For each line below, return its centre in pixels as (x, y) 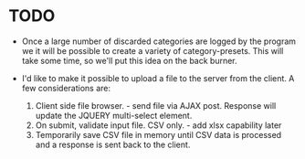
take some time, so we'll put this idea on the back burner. (130, 60)
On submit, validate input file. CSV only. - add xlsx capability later (158, 125)
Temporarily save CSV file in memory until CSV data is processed (158, 134)
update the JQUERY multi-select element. (114, 115)
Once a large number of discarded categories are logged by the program (159, 41)
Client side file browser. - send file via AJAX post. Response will (156, 105)
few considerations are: (66, 88)
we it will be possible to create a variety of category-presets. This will (152, 50)
